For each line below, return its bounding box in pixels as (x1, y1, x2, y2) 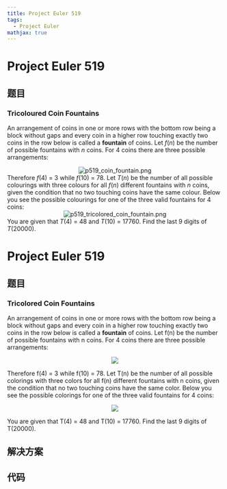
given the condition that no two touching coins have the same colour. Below (7, 188, 221, 197)
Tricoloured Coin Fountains (7, 108, 100, 118)
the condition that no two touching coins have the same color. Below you (7, 384, 212, 392)
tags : (7, 16, 23, 23)
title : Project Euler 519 (7, 10, 81, 17)
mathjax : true (7, 29, 48, 36)
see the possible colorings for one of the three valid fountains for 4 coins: (7, 391, 214, 399)
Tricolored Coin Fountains (7, 299, 95, 308)
